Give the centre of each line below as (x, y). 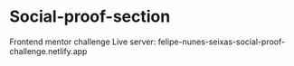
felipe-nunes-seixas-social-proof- (222, 42)
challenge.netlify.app (48, 51)
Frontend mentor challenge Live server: (83, 42)
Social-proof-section (90, 17)
